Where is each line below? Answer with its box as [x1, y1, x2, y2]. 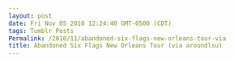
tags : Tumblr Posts [8, 27, 74, 35]
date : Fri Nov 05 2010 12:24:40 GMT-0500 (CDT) [8, 19, 172, 27]
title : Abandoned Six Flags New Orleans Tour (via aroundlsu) [8, 42, 223, 50]
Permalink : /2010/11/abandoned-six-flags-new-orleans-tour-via [8, 34, 227, 43]
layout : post [8, 11, 53, 20]
